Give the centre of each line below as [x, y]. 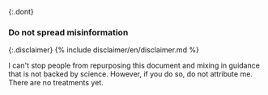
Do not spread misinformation [68, 32]
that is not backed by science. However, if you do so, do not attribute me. [131, 74]
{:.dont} [21, 12]
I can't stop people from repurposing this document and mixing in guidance [134, 66]
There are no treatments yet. [56, 83]
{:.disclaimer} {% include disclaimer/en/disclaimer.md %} [104, 50]
